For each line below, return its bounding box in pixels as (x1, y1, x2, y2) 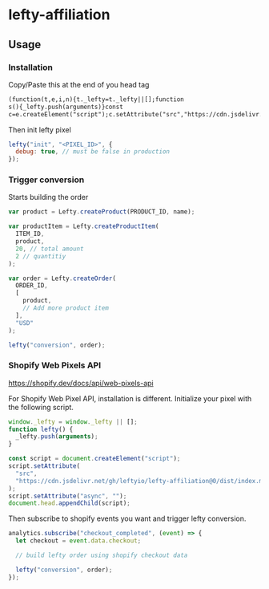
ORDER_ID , (15, 282, 48, 290)
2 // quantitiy (15, 252, 66, 260)
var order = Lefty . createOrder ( (8, 274, 116, 282)
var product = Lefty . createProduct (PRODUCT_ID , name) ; (8, 208, 195, 216)
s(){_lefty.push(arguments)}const (8, 103, 124, 111)
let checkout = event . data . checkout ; (15, 537, 142, 545)
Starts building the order (8, 193, 89, 202)
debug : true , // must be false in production (15, 148, 171, 156)
